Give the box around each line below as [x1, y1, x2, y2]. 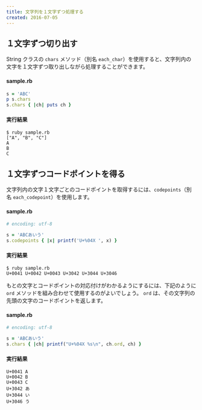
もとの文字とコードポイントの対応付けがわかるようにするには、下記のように [6, 282, 197, 289]
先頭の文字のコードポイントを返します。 [6, 297, 107, 304]
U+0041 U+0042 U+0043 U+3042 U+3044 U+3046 [6, 270, 118, 277]
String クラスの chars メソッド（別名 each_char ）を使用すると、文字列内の [6, 56, 192, 63]
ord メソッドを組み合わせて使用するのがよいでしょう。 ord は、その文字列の [6, 290, 195, 297]
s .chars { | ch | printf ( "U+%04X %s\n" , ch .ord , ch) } [6, 341, 142, 348]
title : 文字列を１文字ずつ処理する [6, 8, 84, 15]
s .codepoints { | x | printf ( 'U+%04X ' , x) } [6, 238, 118, 244]
